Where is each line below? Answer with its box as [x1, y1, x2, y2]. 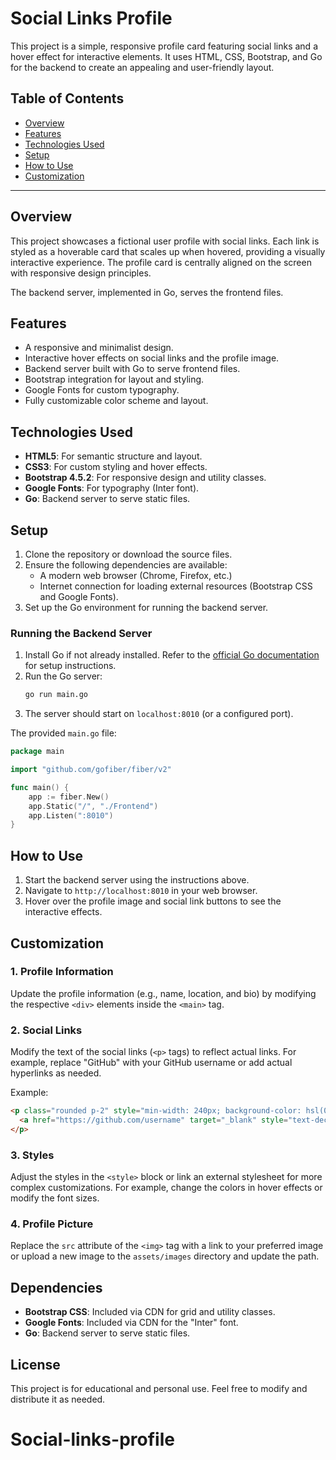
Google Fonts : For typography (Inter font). [24, 482, 200, 494]
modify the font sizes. [10, 1192, 100, 1204]
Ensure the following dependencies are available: [24, 559, 228, 571]
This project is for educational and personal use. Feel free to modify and [10, 1382, 308, 1394]
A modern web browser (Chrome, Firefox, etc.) [39, 570, 233, 581]
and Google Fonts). [39, 591, 119, 602]
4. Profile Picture [10, 1217, 94, 1231]
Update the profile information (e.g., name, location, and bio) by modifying [10, 987, 317, 999]
